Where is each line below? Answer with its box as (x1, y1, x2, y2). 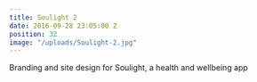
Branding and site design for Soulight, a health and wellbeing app (9, 62, 249, 73)
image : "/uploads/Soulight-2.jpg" (9, 37, 138, 47)
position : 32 (9, 29, 58, 38)
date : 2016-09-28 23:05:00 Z (9, 21, 117, 30)
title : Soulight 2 (9, 12, 77, 22)
